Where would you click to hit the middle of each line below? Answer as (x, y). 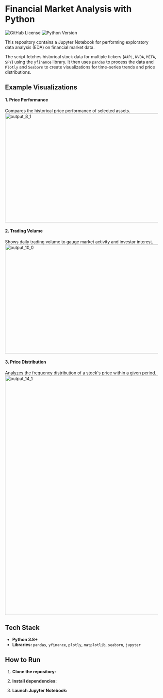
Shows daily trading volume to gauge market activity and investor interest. (79, 242)
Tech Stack (22, 628)
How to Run (23, 660)
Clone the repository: (34, 671)
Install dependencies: (34, 681)
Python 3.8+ (25, 639)
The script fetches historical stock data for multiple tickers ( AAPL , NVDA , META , (81, 56)
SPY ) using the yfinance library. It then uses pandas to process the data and (79, 62)
